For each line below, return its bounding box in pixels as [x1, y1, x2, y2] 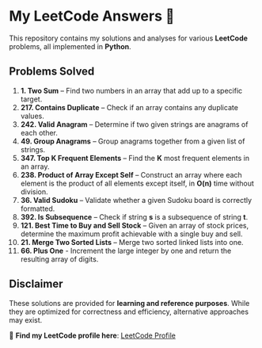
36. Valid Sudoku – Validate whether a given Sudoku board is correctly [20, 195, 253, 205]
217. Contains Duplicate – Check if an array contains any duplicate [20, 102, 238, 112]
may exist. [9, 315, 43, 324]
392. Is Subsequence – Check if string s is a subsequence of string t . [20, 212, 249, 221]
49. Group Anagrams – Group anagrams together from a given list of [20, 136, 245, 146]
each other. [20, 128, 59, 137]
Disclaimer [9, 277, 63, 291]
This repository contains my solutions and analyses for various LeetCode [9, 33, 249, 43]
